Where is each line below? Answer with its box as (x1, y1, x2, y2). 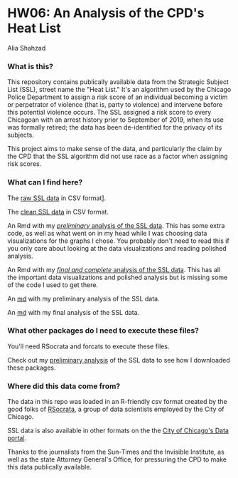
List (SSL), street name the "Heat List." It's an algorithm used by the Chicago (7, 85, 232, 94)
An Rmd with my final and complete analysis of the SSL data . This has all (7, 265, 221, 274)
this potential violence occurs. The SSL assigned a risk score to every (7, 108, 212, 117)
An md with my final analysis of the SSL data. (7, 308, 140, 316)
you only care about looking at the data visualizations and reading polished (7, 244, 227, 252)
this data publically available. (7, 463, 92, 472)
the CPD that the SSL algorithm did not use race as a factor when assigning (7, 152, 229, 161)
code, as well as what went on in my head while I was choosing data (7, 229, 207, 237)
